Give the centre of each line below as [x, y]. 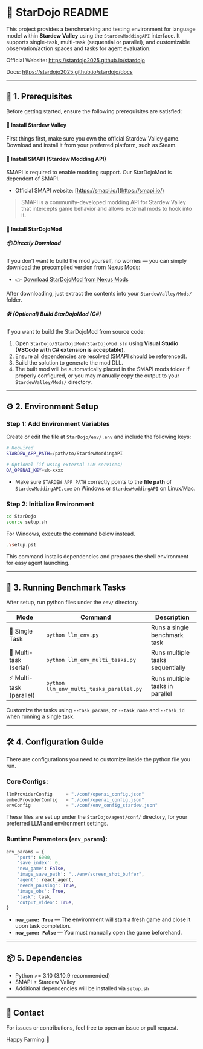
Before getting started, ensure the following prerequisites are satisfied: [94, 111]
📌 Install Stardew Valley [37, 125]
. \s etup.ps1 [21, 544]
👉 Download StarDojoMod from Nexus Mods [72, 279]
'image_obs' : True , [42, 891]
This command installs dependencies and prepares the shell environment [98, 556]
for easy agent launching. [38, 563]
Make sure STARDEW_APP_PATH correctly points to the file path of [93, 481]
